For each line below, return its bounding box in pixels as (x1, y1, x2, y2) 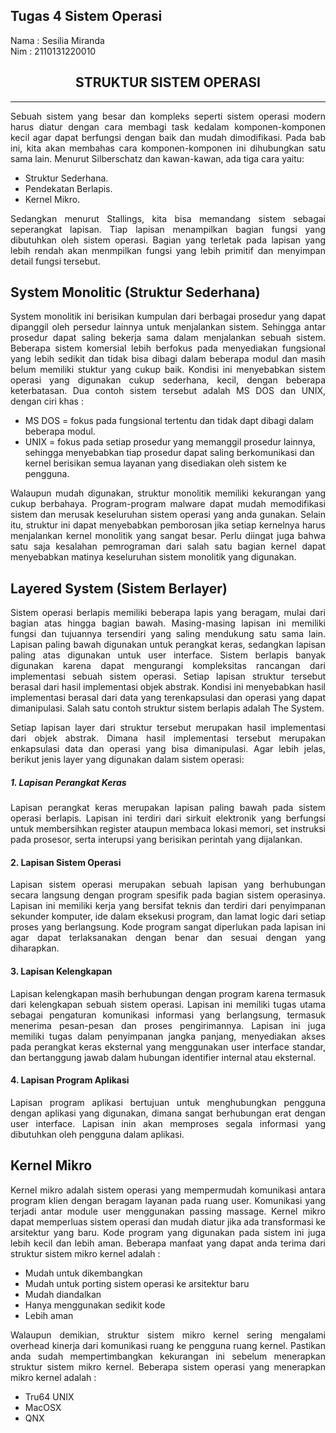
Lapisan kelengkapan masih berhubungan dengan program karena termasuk (10, 987, 326, 999)
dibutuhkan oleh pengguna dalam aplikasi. (10, 1128, 185, 1140)
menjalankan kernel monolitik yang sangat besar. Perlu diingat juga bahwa (10, 530, 326, 542)
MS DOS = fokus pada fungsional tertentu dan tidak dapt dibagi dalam (24, 415, 314, 427)
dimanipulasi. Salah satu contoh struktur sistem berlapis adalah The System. (10, 702, 325, 714)
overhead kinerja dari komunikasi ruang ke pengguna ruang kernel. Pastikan (10, 1339, 326, 1351)
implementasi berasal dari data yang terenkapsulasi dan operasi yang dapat (10, 692, 326, 704)
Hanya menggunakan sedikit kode (24, 1299, 166, 1311)
